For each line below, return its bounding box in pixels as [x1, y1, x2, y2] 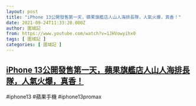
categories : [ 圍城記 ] [6, 42, 62, 48]
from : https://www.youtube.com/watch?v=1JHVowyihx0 [6, 31, 136, 37]
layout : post [6, 8, 38, 15]
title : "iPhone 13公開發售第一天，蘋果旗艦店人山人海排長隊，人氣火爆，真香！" [6, 14, 181, 20]
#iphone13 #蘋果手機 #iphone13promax [6, 93, 102, 100]
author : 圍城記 [6, 25, 41, 31]
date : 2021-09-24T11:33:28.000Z [6, 20, 86, 25]
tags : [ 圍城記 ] [6, 36, 46, 42]
